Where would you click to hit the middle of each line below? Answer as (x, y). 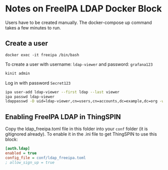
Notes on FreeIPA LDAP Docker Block (83, 9)
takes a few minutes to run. (33, 27)
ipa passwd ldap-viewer (30, 97)
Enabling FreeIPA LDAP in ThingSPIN (63, 117)
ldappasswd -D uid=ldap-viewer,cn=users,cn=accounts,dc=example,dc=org (81, 101)
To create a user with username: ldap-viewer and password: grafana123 (79, 64)
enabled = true (21, 153)
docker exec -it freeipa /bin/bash (42, 55)
